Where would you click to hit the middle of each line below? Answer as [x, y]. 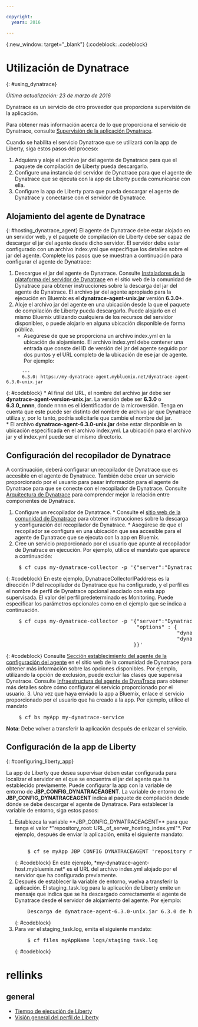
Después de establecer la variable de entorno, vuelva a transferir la [96, 881]
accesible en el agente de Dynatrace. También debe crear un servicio [90, 476]
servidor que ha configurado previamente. [66, 875]
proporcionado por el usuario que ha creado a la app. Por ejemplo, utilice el [98, 700]
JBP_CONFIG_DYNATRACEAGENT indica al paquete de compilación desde [98, 798]
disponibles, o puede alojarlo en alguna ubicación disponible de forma [100, 323]
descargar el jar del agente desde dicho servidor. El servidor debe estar [93, 243]
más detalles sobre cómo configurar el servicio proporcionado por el [89, 687]
